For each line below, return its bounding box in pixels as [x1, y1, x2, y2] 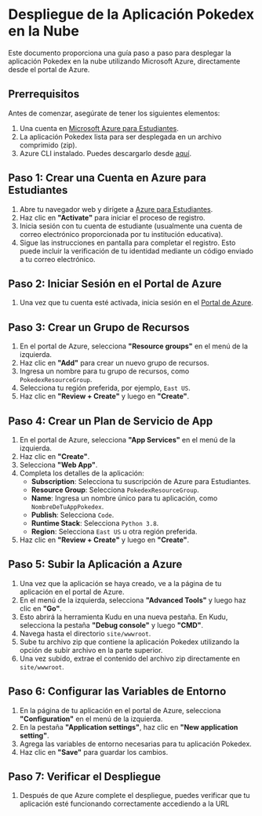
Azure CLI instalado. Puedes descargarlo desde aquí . [19, 148, 192, 158]
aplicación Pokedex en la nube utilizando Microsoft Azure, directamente [8, 56, 241, 66]
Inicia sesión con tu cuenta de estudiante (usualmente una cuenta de [19, 221, 243, 231]
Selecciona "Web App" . [19, 461, 98, 469]
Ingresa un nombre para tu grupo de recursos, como [19, 366, 190, 376]
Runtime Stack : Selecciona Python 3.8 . [31, 519, 159, 527]
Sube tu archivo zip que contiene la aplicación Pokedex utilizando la [19, 637, 240, 647]
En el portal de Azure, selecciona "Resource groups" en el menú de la [19, 341, 249, 351]
